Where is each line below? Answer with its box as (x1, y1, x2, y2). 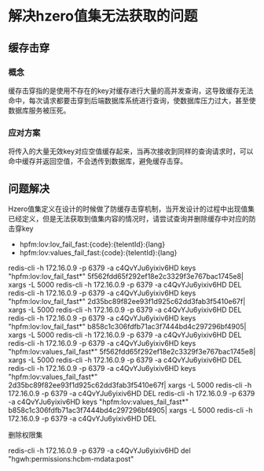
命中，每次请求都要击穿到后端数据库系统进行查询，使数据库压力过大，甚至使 (8, 95, 256, 105)
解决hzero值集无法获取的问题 (8, 7, 198, 25)
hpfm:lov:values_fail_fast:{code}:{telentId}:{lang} (19, 247, 178, 257)
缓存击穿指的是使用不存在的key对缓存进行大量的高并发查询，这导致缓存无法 (8, 86, 254, 95)
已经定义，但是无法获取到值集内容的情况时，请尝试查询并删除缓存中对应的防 (8, 213, 256, 223)
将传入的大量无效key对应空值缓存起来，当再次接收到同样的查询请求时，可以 (8, 146, 254, 156)
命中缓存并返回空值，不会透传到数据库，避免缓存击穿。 (8, 157, 187, 166)
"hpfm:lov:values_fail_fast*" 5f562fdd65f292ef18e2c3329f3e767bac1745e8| (8, 347, 256, 356)
